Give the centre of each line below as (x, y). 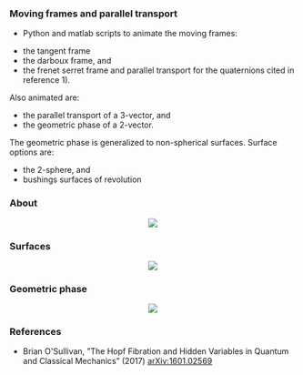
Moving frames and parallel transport (94, 14)
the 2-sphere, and (56, 170)
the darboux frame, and (67, 61)
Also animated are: (45, 97)
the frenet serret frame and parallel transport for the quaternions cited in (158, 70)
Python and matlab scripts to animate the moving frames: (130, 34)
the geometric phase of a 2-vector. (88, 125)
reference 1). (46, 80)
